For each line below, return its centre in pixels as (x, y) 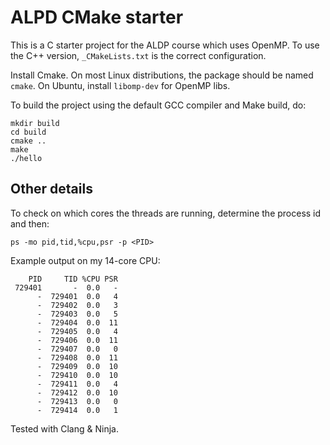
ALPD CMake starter (97, 17)
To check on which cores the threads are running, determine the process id (166, 213)
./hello (26, 158)
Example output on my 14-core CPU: (85, 260)
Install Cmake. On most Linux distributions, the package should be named (162, 75)
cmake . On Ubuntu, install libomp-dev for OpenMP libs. (120, 85)
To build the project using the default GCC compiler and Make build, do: (158, 105)
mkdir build (35, 123)
